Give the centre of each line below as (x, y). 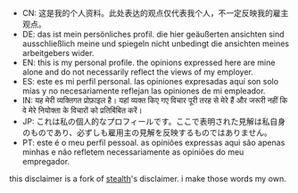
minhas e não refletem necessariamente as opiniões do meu (133, 152)
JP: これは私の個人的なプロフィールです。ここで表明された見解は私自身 (154, 121)
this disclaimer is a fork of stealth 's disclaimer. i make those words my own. (148, 179)
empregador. (46, 161)
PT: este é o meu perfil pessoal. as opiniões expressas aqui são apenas (153, 142)
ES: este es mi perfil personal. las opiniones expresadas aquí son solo (150, 81)
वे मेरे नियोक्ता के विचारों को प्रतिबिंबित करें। (82, 110)
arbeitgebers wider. (58, 53)
